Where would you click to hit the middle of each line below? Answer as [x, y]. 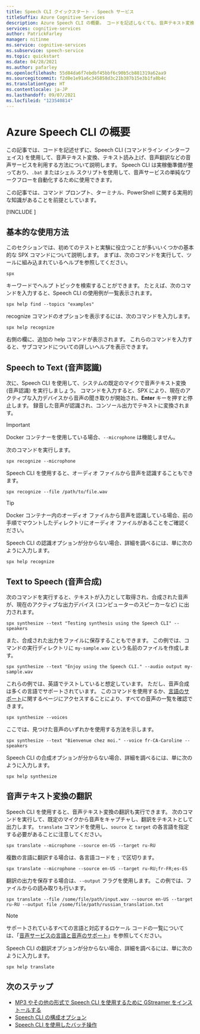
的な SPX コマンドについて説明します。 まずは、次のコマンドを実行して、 [96, 255]
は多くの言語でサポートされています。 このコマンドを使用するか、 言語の [95, 691]
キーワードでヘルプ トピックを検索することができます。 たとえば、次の [93, 286]
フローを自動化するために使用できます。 [66, 179]
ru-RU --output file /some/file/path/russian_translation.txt [85, 904]
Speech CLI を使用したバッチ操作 [56, 1024]
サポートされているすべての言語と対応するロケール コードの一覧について [95, 928]
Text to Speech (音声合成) [54, 581]
